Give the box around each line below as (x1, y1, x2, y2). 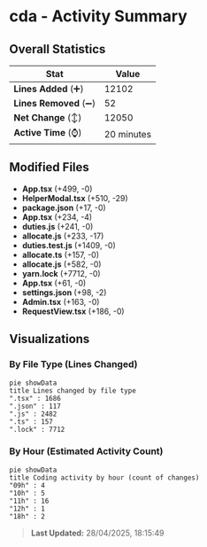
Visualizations (9, 332, 90, 347)
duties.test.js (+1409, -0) (21, 239, 117, 250)
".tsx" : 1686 (9, 394, 62, 402)
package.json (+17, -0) (21, 202, 106, 213)
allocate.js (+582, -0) (21, 259, 102, 270)
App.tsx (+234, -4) (21, 211, 93, 223)
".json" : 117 (9, 402, 62, 410)
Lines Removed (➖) (13, 98, 96, 109)
